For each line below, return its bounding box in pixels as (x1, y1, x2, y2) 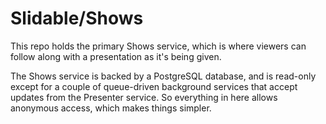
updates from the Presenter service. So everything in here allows (10, 91, 278, 103)
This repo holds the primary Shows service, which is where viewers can (10, 40, 307, 52)
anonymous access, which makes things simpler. (10, 102, 212, 114)
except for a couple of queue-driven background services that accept (10, 80, 298, 92)
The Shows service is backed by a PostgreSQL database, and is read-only (10, 70, 317, 82)
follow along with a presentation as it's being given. (10, 50, 222, 62)
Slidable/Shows (10, 7, 144, 30)
